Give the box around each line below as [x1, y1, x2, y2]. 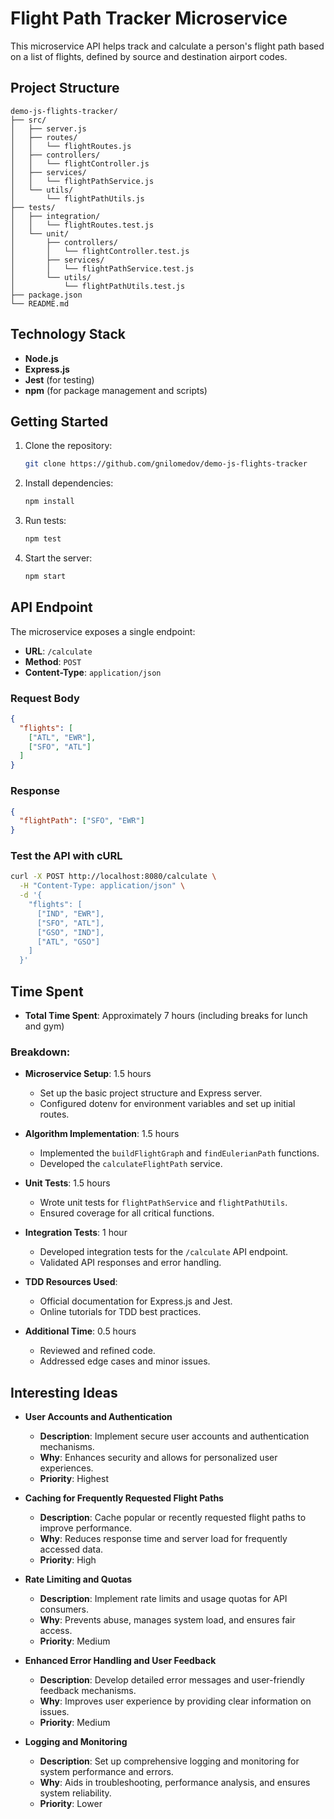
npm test [24, 534, 62, 544]
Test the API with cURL [10, 849, 123, 863]
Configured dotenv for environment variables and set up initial [39, 1098, 296, 1110]
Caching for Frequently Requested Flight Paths [24, 1492, 224, 1504]
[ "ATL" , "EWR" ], [28, 732, 97, 742]
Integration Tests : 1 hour [24, 1227, 128, 1239]
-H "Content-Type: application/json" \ [19, 881, 186, 891]
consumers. [39, 1603, 90, 1616]
